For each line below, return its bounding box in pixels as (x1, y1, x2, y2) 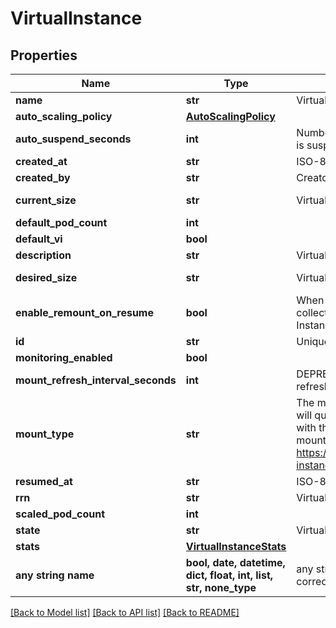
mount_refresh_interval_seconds (15, 373, 177, 387)
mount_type (15, 427, 75, 441)
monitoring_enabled (15, 351, 113, 364)
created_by (15, 171, 71, 184)
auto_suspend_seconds (15, 132, 132, 146)
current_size (15, 193, 77, 207)
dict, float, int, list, (185, 568, 274, 582)
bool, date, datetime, (185, 556, 286, 569)
